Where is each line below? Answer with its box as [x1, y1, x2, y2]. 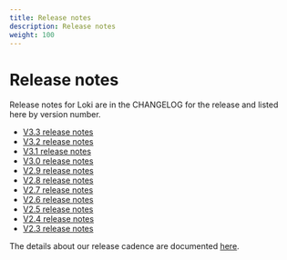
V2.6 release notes [22, 195, 94, 205]
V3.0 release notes [22, 155, 94, 166]
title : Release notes [9, 13, 92, 23]
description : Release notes [9, 22, 117, 31]
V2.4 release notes [22, 214, 94, 225]
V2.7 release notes [22, 185, 94, 195]
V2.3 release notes [22, 224, 94, 235]
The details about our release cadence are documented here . [9, 241, 240, 252]
